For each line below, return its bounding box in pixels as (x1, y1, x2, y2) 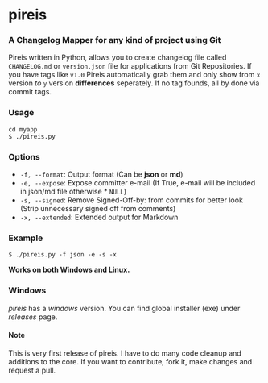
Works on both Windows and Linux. (8, 264, 130, 275)
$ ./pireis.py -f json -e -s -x (8, 251, 117, 259)
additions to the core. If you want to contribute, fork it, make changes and (8, 356, 253, 366)
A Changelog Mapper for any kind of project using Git (8, 35, 221, 46)
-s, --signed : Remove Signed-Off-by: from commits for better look (19, 195, 244, 205)
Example (8, 232, 43, 244)
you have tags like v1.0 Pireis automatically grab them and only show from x (8, 70, 261, 80)
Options (8, 151, 40, 162)
